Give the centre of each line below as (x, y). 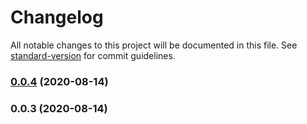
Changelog (57, 17)
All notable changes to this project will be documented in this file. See (154, 45)
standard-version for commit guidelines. (93, 55)
